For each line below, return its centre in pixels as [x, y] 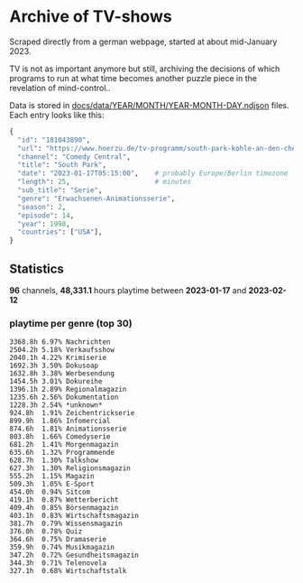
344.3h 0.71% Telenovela [58, 563]
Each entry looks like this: [57, 115]
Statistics [37, 268]
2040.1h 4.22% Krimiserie [58, 358]
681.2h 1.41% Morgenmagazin [64, 445]
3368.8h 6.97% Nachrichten [60, 342]
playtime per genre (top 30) [71, 323]
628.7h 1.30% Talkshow [54, 461]
